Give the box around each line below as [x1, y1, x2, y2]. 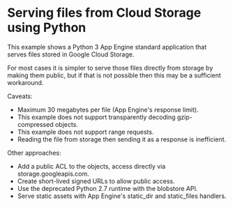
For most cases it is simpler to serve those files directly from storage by [7, 63, 213, 72]
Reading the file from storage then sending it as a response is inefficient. [17, 135, 227, 144]
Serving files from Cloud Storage [7, 5, 202, 21]
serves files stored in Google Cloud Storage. [7, 50, 135, 59]
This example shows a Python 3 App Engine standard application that [7, 43, 207, 51]
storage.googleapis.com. [17, 169, 89, 178]
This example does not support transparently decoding [17, 113, 176, 121]
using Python [7, 20, 87, 36]
